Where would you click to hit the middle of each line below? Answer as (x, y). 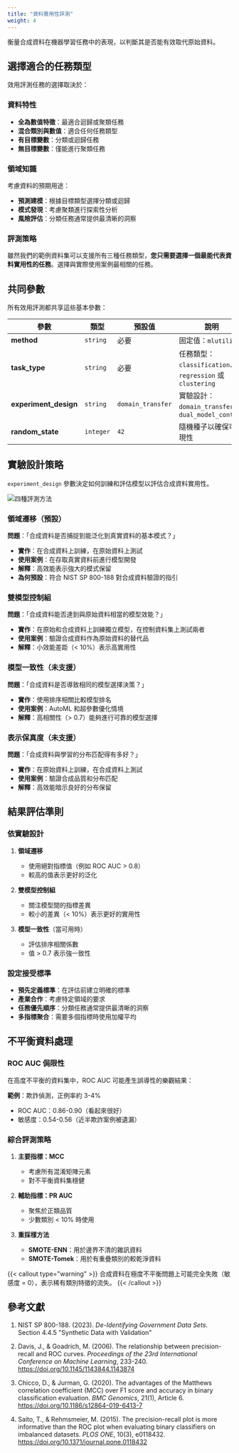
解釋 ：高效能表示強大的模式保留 (64, 569)
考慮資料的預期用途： (38, 185)
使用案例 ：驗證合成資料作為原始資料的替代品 (83, 638)
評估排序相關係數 (53, 944)
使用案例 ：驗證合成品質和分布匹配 (68, 778)
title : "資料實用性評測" (40, 14)
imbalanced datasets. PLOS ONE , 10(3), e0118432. (91, 1434)
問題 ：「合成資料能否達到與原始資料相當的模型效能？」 (87, 614)
